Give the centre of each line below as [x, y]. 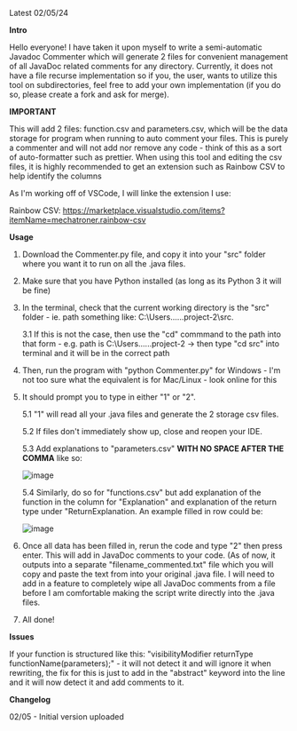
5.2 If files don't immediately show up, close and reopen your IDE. [142, 431]
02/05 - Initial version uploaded [66, 717]
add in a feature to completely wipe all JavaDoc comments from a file [149, 584]
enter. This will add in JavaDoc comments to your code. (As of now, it [148, 555]
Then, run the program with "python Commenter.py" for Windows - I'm [151, 370]
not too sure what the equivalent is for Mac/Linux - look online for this [149, 380]
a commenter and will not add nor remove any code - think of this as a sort [145, 147]
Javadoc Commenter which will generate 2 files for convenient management [148, 56]
